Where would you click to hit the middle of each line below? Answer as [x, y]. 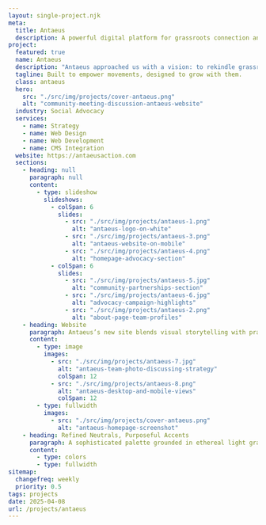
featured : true [40, 52]
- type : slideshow [67, 192]
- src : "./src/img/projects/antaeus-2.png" [138, 310]
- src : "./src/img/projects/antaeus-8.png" [123, 384]
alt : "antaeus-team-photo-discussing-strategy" [138, 369]
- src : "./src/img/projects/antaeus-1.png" [138, 222]
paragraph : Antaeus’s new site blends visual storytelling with [137, 332]
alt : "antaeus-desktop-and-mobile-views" [127, 391]
